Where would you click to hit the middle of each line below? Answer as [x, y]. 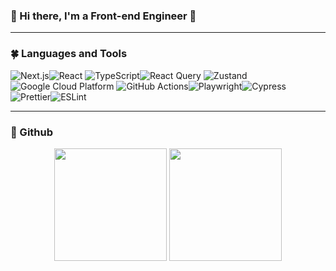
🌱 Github [32, 132]
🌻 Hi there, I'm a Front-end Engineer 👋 [103, 16]
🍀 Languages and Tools [69, 54]
